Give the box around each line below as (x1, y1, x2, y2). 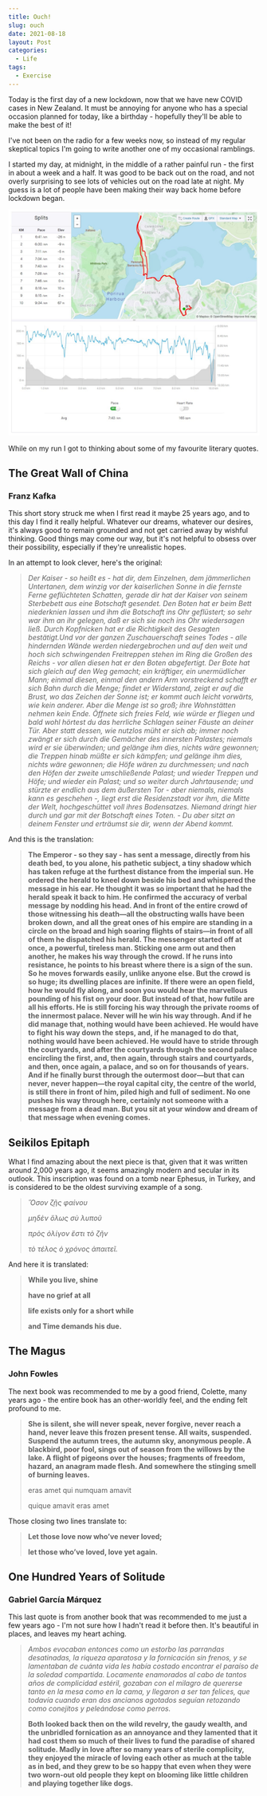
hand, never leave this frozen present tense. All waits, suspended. (27, 1428, 252, 1437)
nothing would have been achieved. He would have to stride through (27, 1037, 259, 1046)
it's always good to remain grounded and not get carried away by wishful (8, 526, 249, 535)
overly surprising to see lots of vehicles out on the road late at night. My (8, 176, 245, 186)
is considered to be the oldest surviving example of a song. (8, 1183, 203, 1192)
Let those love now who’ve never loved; (27, 1531, 163, 1541)
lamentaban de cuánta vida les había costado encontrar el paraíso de (27, 1661, 259, 1671)
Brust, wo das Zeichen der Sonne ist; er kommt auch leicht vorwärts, (27, 692, 254, 702)
